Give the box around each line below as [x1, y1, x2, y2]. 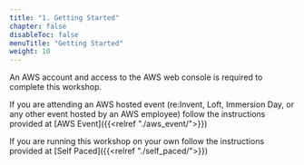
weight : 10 [9, 47, 51, 56]
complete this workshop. [9, 82, 103, 92]
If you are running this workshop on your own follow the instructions [9, 136, 265, 147]
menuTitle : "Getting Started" [9, 38, 124, 48]
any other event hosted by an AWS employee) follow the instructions [9, 109, 266, 120]
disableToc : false [9, 30, 79, 39]
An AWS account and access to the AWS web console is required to [9, 72, 263, 82]
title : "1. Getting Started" [9, 13, 120, 23]
